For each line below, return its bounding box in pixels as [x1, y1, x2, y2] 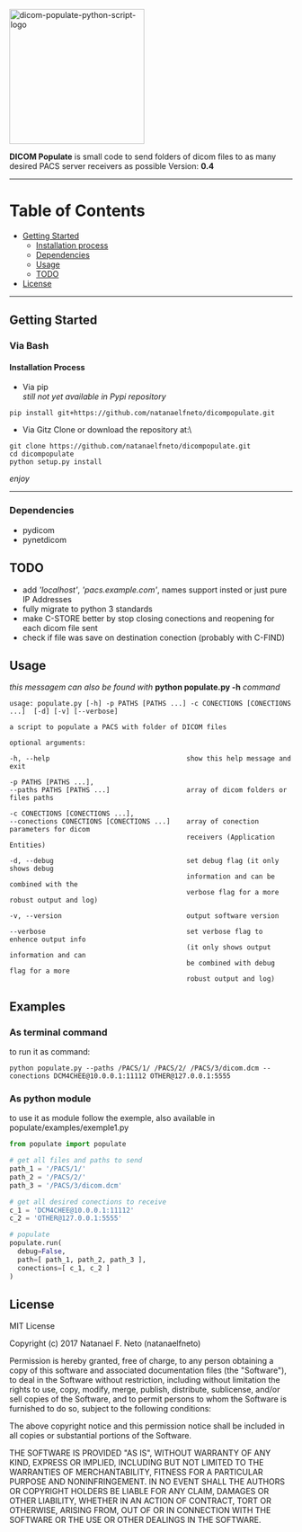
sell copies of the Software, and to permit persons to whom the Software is [9, 1394, 288, 1404]
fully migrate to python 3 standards [22, 603, 153, 614]
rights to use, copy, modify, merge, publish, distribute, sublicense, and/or [9, 1385, 280, 1395]
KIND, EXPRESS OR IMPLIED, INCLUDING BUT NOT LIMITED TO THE [9, 1457, 264, 1468]
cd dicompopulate [9, 450, 75, 459]
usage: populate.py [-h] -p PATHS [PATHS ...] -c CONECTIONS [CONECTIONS [9, 699, 292, 708]
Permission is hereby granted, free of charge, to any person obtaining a [9, 1356, 274, 1367]
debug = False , [17, 1247, 67, 1256]
